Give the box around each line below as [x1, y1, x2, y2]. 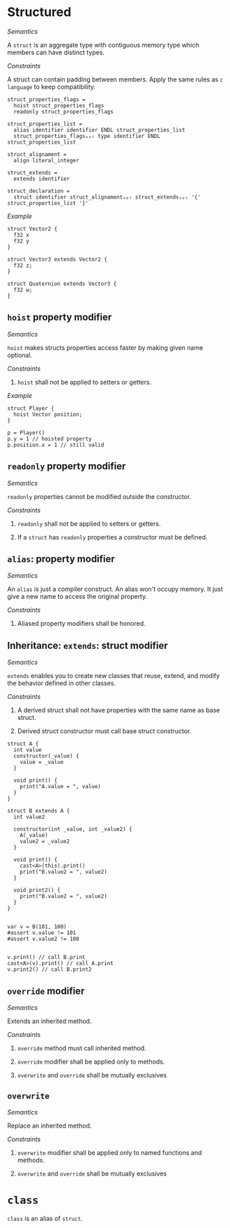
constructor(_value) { [13, 753, 79, 760]
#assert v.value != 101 [7, 930, 77, 937]
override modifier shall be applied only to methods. [17, 1057, 165, 1066]
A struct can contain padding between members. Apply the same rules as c [7, 75, 224, 84]
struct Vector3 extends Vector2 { [7, 256, 108, 263]
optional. [7, 351, 33, 359]
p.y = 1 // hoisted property [7, 435, 92, 443]
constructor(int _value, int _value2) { [13, 826, 132, 833]
